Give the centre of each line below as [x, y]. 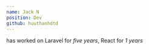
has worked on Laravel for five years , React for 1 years [74, 41]
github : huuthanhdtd [33, 23]
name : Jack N [23, 12]
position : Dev [24, 18]
